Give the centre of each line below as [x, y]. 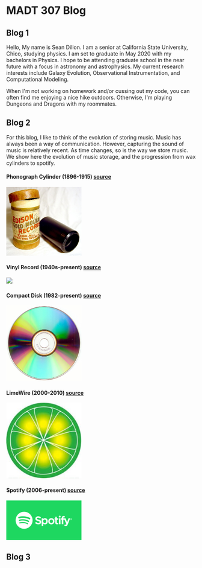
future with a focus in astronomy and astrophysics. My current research [95, 66]
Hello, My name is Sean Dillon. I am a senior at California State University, [97, 47]
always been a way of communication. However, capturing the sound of [95, 144]
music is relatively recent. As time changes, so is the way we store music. [97, 150]
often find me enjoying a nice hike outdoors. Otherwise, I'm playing [89, 97]
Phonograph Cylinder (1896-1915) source [59, 177]
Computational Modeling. [38, 79]
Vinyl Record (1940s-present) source [54, 267]
